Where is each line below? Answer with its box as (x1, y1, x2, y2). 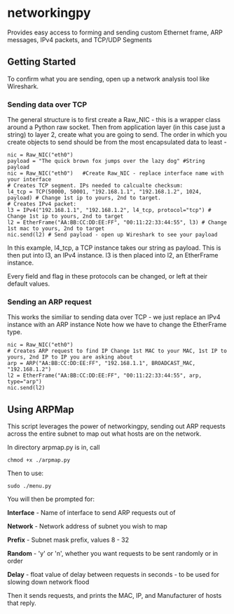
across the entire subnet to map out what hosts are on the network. (7, 429, 202, 438)
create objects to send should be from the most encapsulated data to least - (7, 138, 227, 147)
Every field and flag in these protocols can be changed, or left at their (7, 272, 208, 281)
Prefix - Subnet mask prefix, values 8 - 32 (7, 535, 130, 545)
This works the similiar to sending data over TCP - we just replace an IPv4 (7, 313, 221, 321)
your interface (7, 176, 52, 183)
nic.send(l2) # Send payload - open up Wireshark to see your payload (7, 232, 218, 239)
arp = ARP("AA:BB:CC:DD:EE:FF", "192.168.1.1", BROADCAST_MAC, (7, 360, 196, 367)
